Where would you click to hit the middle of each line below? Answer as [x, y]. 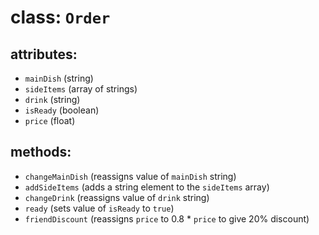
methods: [41, 152]
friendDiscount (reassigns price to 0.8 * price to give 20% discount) [167, 218]
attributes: [44, 54]
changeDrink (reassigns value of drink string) [117, 197]
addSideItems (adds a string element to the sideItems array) [147, 187]
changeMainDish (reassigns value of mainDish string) [130, 176]
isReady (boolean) [62, 110]
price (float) [50, 120]
